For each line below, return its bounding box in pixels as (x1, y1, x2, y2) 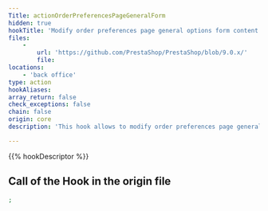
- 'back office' (22, 71, 77, 79)
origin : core (8, 115, 52, 123)
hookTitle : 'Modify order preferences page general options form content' (8, 26, 262, 34)
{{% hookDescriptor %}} (8, 151, 89, 161)
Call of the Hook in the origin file (8, 174, 171, 188)
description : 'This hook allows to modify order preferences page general (8, 123, 262, 131)
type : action (8, 78, 52, 86)
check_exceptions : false (8, 100, 91, 108)
